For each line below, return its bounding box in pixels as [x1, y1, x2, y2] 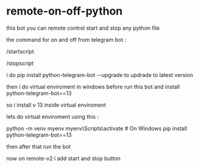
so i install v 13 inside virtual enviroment [6, 101, 106, 109]
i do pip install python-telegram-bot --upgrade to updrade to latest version [6, 71, 194, 78]
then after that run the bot [6, 143, 71, 150]
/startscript [6, 47, 35, 55]
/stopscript [6, 59, 34, 67]
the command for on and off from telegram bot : [6, 36, 127, 43]
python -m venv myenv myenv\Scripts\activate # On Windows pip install [6, 124, 187, 132]
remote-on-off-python [6, 4, 123, 18]
